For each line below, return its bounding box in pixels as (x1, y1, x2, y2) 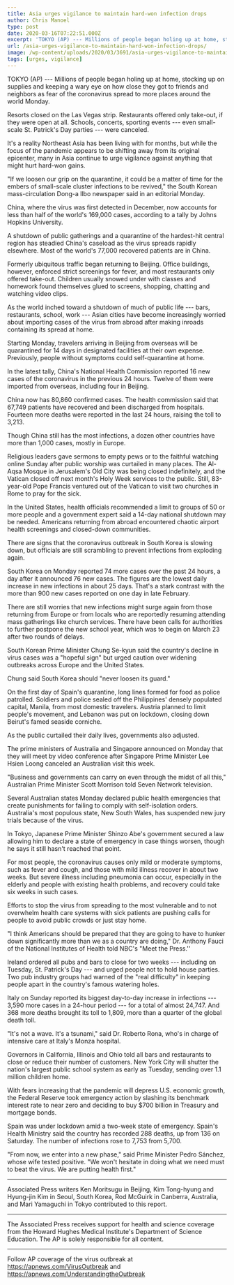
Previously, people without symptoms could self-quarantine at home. (7, 353, 205, 362)
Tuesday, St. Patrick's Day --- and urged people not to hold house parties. (7, 965, 221, 974)
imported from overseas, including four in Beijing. (7, 382, 149, 390)
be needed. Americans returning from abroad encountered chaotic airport (7, 517, 219, 526)
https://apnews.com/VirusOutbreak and (7, 1262, 121, 1270)
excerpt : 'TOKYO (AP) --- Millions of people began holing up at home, (7, 36, 219, 43)
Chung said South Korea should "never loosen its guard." (7, 674, 171, 683)
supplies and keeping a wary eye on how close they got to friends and (7, 82, 209, 91)
